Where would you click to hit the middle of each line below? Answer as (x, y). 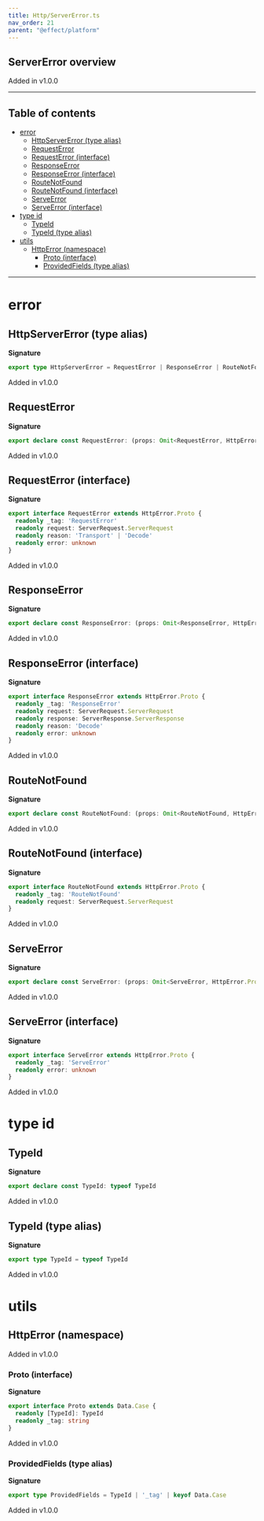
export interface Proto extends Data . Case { (82, 1406)
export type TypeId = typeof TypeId (68, 1259)
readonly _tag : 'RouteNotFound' (68, 894)
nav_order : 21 (31, 23)
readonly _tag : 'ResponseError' (68, 704)
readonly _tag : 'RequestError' (66, 521)
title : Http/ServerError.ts (54, 15)
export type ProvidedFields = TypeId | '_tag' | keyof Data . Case (117, 1495)
